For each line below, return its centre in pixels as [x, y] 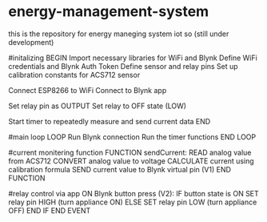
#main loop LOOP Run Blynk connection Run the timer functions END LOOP [132, 137]
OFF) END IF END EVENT [50, 210]
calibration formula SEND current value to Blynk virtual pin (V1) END [120, 169]
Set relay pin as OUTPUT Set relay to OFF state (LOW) [97, 106]
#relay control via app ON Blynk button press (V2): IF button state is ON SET [134, 193]
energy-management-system [109, 12]
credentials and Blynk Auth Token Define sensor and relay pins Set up [123, 66]
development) [31, 42]
